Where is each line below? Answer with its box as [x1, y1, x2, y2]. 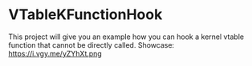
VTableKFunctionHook [8, 6, 163, 24]
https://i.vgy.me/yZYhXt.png [8, 49, 102, 58]
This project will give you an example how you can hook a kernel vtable [8, 32, 245, 41]
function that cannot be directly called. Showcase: [8, 40, 175, 49]
